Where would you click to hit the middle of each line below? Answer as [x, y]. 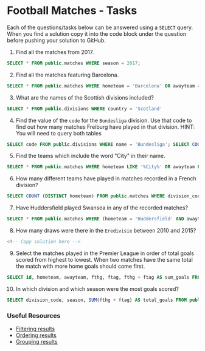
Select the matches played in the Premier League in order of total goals [105, 253]
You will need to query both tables [59, 133]
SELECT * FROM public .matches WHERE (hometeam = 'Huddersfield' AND [96, 219]
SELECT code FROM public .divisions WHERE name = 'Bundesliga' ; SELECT [98, 144]
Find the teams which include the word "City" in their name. [90, 156]
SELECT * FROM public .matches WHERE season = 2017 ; [74, 63]
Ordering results [36, 335]
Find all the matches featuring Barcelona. [67, 75]
